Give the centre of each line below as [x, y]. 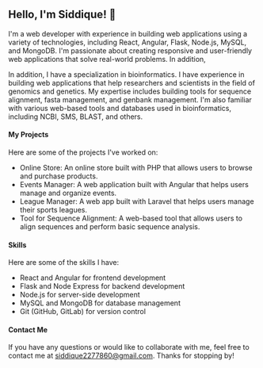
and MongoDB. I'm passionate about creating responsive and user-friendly [130, 50]
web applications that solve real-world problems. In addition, [107, 59]
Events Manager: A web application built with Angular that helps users [134, 185]
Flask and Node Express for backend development [102, 286]
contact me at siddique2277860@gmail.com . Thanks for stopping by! [122, 356]
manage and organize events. [68, 193]
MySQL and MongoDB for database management [100, 303]
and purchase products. [59, 176]
